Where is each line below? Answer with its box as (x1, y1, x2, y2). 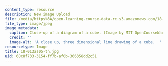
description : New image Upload (5, 12, 70, 17)
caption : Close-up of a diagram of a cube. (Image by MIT (9, 30, 133, 35)
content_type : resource (5, 7, 55, 12)
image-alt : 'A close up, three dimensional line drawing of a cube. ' (9, 40, 162, 45)
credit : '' (9, 35, 32, 40)
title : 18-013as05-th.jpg (5, 49, 59, 54)
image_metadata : (5, 26, 39, 31)
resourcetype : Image (5, 44, 48, 49)
